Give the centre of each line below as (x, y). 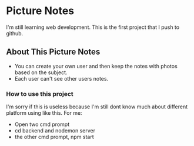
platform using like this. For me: (44, 113)
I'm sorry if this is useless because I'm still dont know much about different (97, 107)
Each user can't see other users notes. (61, 78)
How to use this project (40, 94)
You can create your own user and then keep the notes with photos (96, 66)
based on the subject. (41, 72)
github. (15, 33)
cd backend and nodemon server (55, 131)
